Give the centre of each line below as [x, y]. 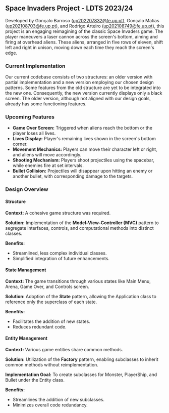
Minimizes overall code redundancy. [50, 405]
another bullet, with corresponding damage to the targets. [73, 176]
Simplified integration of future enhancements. [61, 258]
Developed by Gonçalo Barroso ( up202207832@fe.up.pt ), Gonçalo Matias [82, 20]
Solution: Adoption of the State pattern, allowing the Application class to [81, 296]
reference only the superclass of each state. [51, 302]
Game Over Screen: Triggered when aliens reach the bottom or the [82, 128]
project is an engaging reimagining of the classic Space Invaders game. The [84, 31]
